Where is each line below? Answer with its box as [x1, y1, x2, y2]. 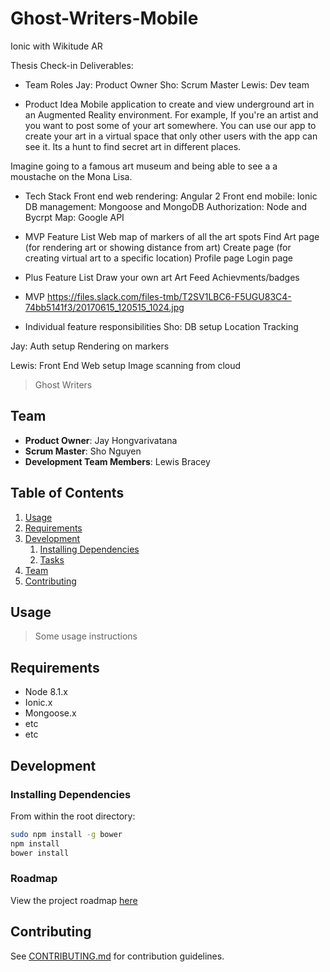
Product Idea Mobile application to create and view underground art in [24, 98, 315, 110]
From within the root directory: [10, 810, 136, 822]
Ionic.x [24, 697, 53, 709]
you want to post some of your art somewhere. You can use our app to [24, 119, 317, 131]
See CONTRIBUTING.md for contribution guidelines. [10, 950, 225, 962]
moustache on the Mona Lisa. [10, 170, 133, 182]
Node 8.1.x [24, 686, 68, 698]
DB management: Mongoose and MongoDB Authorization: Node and [24, 200, 308, 212]
